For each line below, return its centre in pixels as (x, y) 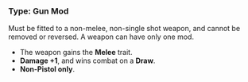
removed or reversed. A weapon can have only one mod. (101, 37)
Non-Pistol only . (47, 69)
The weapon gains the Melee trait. (76, 53)
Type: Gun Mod (39, 11)
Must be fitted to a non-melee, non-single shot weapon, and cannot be (124, 29)
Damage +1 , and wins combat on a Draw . (87, 61)
